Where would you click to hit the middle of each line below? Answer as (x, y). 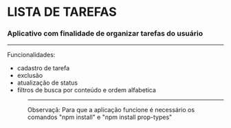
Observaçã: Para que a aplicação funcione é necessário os (111, 110)
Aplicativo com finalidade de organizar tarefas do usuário (105, 34)
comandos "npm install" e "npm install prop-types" (100, 117)
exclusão (30, 76)
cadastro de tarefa (43, 68)
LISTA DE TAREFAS (62, 12)
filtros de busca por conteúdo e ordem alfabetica (87, 90)
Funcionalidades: (31, 55)
